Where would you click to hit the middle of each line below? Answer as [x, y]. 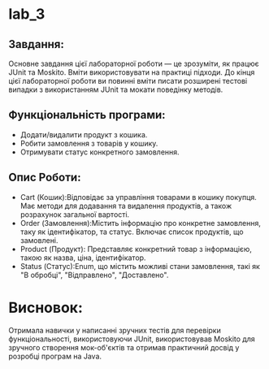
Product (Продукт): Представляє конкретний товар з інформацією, [136, 249]
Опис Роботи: [45, 178]
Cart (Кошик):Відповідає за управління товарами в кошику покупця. [139, 197]
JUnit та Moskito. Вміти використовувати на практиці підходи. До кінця [132, 72]
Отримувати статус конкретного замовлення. [100, 152]
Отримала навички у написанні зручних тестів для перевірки [115, 330]
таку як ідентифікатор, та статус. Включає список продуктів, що [132, 232]
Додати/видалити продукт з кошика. [84, 134]
